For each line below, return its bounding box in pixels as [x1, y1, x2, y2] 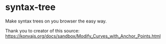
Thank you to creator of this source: [5, 27, 79, 33]
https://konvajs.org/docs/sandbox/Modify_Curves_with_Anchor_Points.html [5, 33, 161, 39]
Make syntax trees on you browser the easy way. [5, 18, 107, 24]
